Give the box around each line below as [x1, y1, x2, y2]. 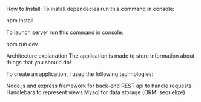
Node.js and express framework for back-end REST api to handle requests [6, 82, 192, 89]
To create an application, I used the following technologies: [6, 70, 154, 78]
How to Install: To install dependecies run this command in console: [6, 5, 174, 12]
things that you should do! [6, 59, 71, 66]
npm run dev [6, 41, 38, 47]
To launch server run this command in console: [6, 29, 124, 36]
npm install [6, 17, 34, 24]
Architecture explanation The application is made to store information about [6, 52, 195, 59]
